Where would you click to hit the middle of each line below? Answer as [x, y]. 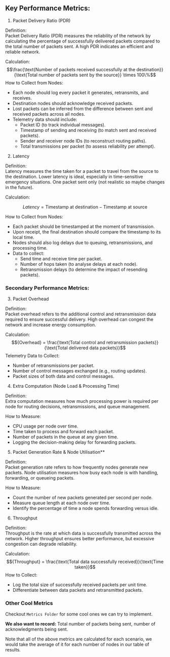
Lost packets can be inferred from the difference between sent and [82, 109]
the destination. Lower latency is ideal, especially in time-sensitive [74, 176]
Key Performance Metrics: [48, 8]
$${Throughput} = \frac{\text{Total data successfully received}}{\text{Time [85, 562]
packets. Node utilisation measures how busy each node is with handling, [82, 473]
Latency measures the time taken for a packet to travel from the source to [82, 171]
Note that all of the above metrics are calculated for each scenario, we [79, 639]
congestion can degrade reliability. [41, 544]
